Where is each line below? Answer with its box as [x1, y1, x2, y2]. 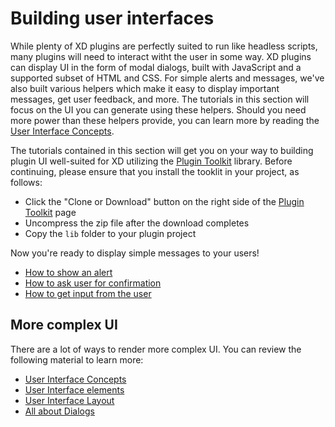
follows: [10, 176, 43, 188]
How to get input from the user [24, 287, 152, 299]
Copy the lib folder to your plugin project [24, 227, 197, 239]
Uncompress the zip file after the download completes [24, 217, 250, 229]
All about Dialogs [24, 405, 95, 417]
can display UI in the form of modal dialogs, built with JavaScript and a [10, 61, 302, 73]
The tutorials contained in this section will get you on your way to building [10, 144, 314, 156]
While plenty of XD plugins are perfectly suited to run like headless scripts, [10, 40, 318, 52]
